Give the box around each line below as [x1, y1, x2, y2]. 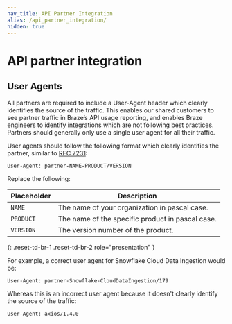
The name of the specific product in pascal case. [57, 214, 217, 224]
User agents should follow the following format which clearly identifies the [7, 142, 220, 150]
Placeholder [10, 191, 52, 201]
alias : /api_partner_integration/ [7, 17, 107, 24]
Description [117, 191, 157, 201]
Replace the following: [7, 175, 71, 183]
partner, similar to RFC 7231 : [7, 149, 88, 157]
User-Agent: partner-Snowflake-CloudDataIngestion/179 [7, 278, 169, 284]
